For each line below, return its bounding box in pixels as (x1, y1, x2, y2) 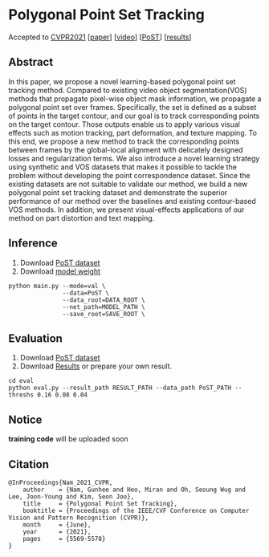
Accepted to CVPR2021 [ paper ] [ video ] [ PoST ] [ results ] (8, 32, 192, 42)
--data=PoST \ (62, 289, 110, 297)
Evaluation (8, 331, 63, 345)
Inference (8, 237, 58, 250)
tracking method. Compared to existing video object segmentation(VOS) (8, 85, 247, 95)
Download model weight (19, 266, 100, 276)
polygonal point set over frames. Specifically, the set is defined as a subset (8, 102, 257, 112)
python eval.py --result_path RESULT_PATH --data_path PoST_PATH (8, 384, 231, 392)
